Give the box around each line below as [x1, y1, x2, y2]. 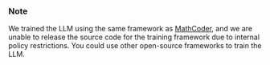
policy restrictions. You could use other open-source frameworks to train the [8, 41, 262, 51]
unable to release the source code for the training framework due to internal [8, 32, 260, 42]
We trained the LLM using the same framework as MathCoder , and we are [8, 24, 253, 34]
